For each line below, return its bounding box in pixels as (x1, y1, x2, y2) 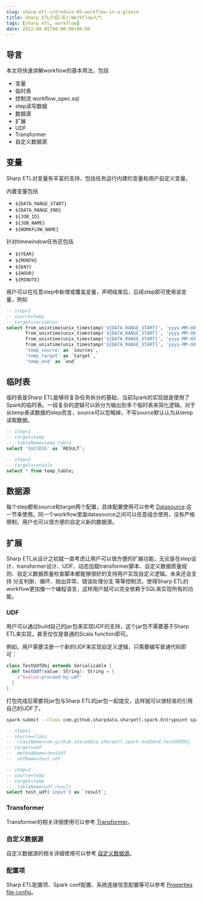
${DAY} (14, 264, 32, 270)
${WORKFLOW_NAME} (14, 226, 59, 232)
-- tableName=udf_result (6, 783, 71, 790)
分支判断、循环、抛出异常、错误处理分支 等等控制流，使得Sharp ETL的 (13, 578, 189, 585)
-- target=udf (6, 745, 42, 751)
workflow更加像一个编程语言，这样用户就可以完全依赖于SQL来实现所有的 (6, 585, 188, 593)
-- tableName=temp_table (6, 440, 71, 446)
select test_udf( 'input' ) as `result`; (6, 789, 107, 795)
